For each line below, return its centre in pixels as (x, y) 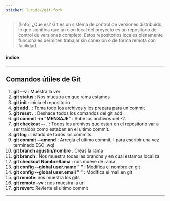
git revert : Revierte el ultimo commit (50, 188)
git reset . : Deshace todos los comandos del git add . (69, 113)
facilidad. (27, 45)
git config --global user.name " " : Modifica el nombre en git (76, 167)
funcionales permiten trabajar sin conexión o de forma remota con (87, 40)
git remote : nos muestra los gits (46, 177)
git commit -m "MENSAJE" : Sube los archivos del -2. (70, 118)
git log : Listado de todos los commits (52, 134)
